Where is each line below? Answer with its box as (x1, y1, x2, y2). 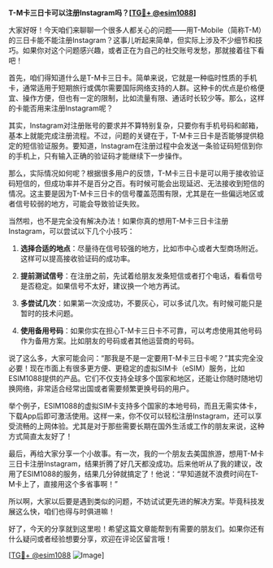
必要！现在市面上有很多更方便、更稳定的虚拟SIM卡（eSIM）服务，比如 (8, 363, 245, 373)
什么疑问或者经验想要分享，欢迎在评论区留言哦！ (8, 534, 172, 544)
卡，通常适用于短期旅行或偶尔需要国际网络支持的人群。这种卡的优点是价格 (8, 83, 258, 93)
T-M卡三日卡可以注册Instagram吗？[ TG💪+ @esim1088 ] (8, 8, 197, 17)
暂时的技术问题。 (19, 309, 78, 318)
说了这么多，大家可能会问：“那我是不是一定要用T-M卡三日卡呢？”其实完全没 (8, 353, 264, 362)
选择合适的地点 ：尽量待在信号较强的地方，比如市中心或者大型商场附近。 (19, 244, 262, 253)
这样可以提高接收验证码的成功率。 (19, 254, 135, 263)
